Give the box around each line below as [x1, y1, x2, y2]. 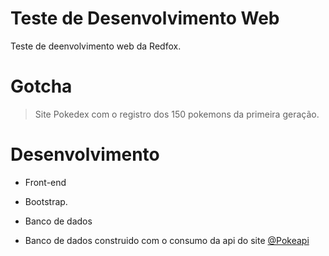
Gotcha [10, 75, 73, 98]
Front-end [24, 176, 67, 188]
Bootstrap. [24, 195, 68, 207]
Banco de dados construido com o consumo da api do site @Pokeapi [24, 234, 310, 246]
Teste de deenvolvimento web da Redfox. [10, 40, 182, 52]
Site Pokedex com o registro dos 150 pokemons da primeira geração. [34, 108, 320, 120]
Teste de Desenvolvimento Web [10, 7, 280, 30]
